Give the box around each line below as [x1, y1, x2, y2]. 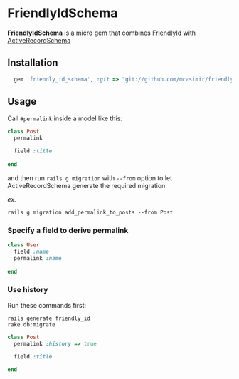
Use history [7, 285, 48, 295]
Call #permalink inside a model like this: [7, 114, 122, 123]
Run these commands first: [7, 301, 87, 309]
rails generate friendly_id [7, 315, 91, 322]
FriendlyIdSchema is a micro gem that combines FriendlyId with [7, 28, 196, 37]
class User [7, 242, 40, 249]
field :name [14, 248, 50, 255]
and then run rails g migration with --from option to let [7, 173, 173, 182]
